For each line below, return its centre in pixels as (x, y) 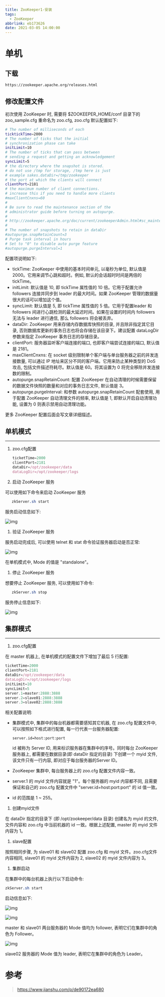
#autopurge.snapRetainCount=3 (36, 235)
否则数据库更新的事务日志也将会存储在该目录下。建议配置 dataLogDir (89, 330)
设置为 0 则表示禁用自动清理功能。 (54, 404)
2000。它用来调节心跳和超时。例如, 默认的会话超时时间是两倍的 (77, 275)
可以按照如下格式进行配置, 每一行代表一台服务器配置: (66, 729)
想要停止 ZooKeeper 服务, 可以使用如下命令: (50, 583)
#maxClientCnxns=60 (25, 198)
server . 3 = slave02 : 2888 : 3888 (34, 703)
